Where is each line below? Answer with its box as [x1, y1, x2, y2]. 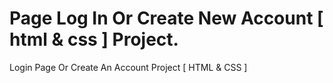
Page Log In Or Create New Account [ [9, 7, 324, 30]
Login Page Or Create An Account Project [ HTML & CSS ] [9, 61, 248, 73]
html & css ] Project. [9, 28, 179, 51]
